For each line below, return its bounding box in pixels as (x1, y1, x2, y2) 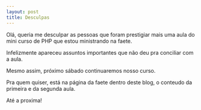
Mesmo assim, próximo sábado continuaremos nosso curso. (6, 67, 156, 74)
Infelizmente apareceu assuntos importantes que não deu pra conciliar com (6, 49, 194, 56)
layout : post (6, 8, 39, 15)
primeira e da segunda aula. (6, 85, 76, 92)
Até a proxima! (6, 97, 42, 104)
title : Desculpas (6, 14, 50, 20)
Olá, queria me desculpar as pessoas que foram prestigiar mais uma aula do (6, 31, 195, 38)
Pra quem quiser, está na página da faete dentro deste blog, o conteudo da (6, 79, 193, 86)
